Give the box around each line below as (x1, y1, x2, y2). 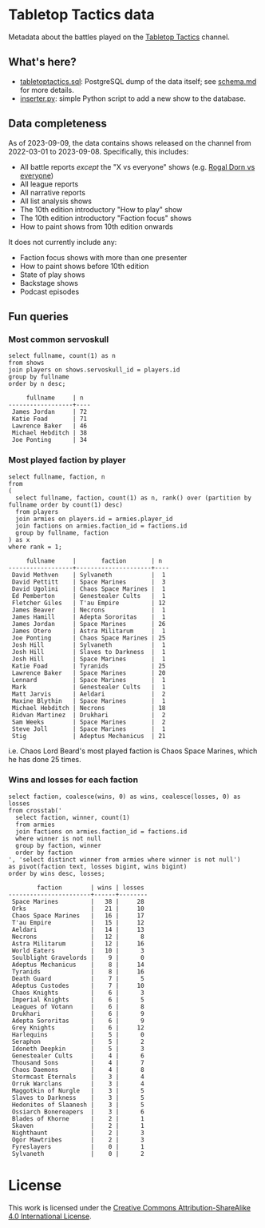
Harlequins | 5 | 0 (11, 1030, 145, 1038)
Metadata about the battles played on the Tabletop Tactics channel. (8, 32, 230, 42)
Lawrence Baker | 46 (11, 422, 88, 430)
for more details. (19, 85, 74, 94)
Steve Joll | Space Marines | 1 (11, 724, 166, 733)
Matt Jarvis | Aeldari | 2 (11, 690, 166, 698)
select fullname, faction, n (8, 472, 105, 481)
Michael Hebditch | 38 (11, 429, 88, 437)
